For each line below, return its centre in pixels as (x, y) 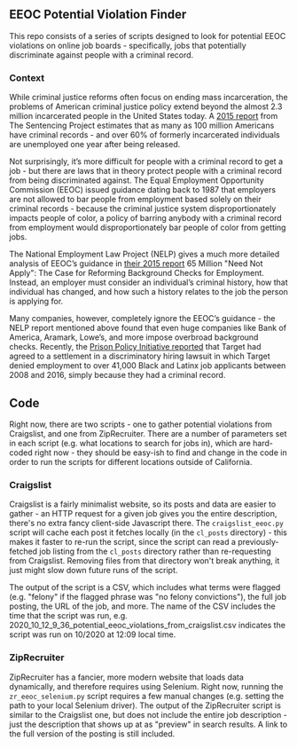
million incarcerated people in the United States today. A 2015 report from (144, 116)
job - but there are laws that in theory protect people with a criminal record (145, 171)
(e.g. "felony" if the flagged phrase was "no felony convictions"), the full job (148, 597)
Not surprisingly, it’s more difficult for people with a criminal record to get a (146, 161)
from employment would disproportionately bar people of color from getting (148, 228)
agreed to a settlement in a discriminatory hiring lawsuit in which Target (140, 356)
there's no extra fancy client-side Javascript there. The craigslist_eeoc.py (146, 524)
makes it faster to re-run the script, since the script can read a (123, 542)
